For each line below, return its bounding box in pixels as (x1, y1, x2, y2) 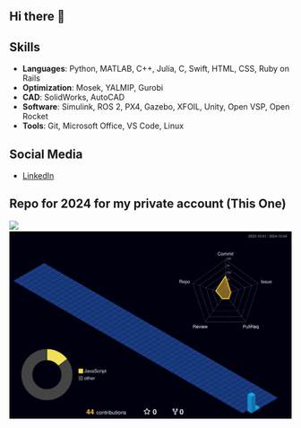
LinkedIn (21, 170, 55, 181)
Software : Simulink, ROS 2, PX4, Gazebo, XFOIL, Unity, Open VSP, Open (21, 101, 290, 112)
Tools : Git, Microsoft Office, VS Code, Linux (21, 120, 185, 131)
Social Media (9, 146, 83, 162)
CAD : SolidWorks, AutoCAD (21, 92, 125, 103)
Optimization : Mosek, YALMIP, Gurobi (21, 83, 164, 93)
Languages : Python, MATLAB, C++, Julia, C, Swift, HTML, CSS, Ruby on (21, 64, 289, 74)
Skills (9, 39, 40, 55)
